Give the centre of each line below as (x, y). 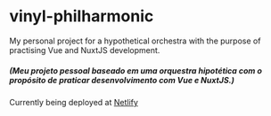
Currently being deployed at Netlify (74, 102)
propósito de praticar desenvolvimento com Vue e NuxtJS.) (122, 80)
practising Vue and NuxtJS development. (85, 50)
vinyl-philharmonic (82, 16)
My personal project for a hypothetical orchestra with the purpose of (135, 41)
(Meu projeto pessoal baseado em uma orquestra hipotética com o (136, 70)
